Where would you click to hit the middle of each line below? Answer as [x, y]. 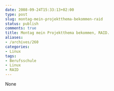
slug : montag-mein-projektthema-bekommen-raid [54, 19]
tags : [11, 56]
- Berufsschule [21, 61]
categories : [17, 47]
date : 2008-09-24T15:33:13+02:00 [40, 10]
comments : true [21, 28]
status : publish [22, 24]
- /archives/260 [22, 42]
